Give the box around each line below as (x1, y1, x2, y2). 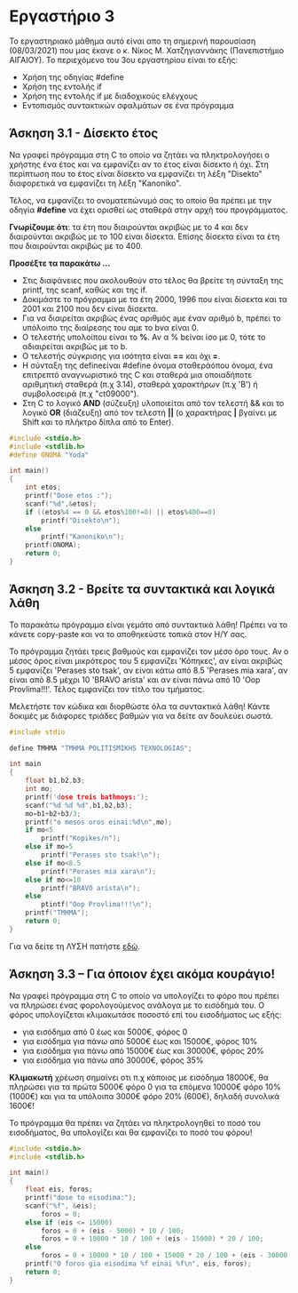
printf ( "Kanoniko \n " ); (41, 532, 125, 541)
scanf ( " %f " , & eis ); (25, 1201, 98, 1210)
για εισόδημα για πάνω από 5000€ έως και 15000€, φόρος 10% (21, 1035, 258, 1046)
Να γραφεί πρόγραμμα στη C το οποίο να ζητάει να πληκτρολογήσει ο (9, 149, 271, 160)
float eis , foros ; (25, 1185, 93, 1194)
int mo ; (25, 785, 53, 794)
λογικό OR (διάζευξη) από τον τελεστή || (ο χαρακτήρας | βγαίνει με (21, 407, 278, 418)
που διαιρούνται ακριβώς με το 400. (9, 240, 144, 251)
